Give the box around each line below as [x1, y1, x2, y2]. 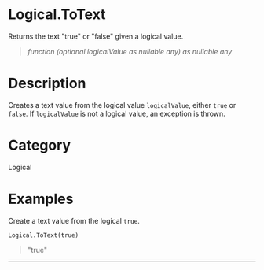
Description [8, 75, 86, 92]
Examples [8, 190, 74, 208]
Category [8, 136, 71, 154]
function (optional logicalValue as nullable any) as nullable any [27, 46, 233, 56]
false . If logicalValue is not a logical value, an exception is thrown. [8, 109, 225, 118]
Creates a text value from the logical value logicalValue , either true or [8, 100, 236, 109]
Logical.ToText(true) [8, 231, 79, 239]
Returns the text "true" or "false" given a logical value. [8, 31, 184, 41]
